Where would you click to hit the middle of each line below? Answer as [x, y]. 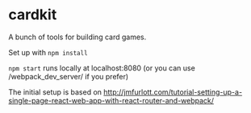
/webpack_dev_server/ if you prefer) [69, 76]
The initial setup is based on [55, 92]
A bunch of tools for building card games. [77, 37]
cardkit [33, 15]
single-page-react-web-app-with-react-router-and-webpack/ [111, 100]
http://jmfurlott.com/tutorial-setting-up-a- [173, 92]
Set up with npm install [48, 52]
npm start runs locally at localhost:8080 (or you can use [102, 68]
